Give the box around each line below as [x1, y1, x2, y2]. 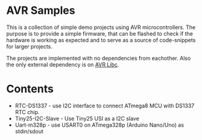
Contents [6, 82, 54, 96]
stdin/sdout [14, 127, 44, 135]
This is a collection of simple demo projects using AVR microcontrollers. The [6, 24, 196, 31]
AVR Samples [6, 4, 75, 17]
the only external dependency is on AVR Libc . [6, 61, 119, 68]
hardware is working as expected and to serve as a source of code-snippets [6, 36, 196, 43]
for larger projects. [6, 43, 53, 50]
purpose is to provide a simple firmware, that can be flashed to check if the [6, 30, 193, 37]
